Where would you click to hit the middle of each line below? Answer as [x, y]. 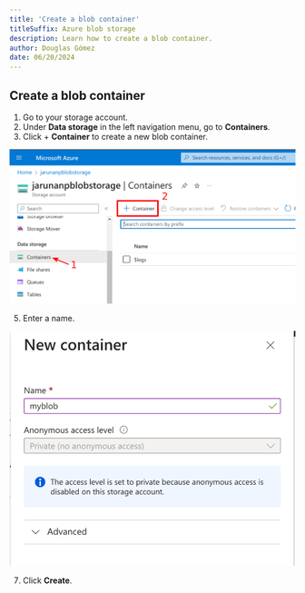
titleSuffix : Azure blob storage [73, 29]
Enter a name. [49, 318]
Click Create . [47, 580]
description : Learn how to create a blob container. [111, 38]
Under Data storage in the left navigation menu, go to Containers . [146, 126]
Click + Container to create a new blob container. [115, 136]
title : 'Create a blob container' [75, 19]
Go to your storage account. [75, 117]
